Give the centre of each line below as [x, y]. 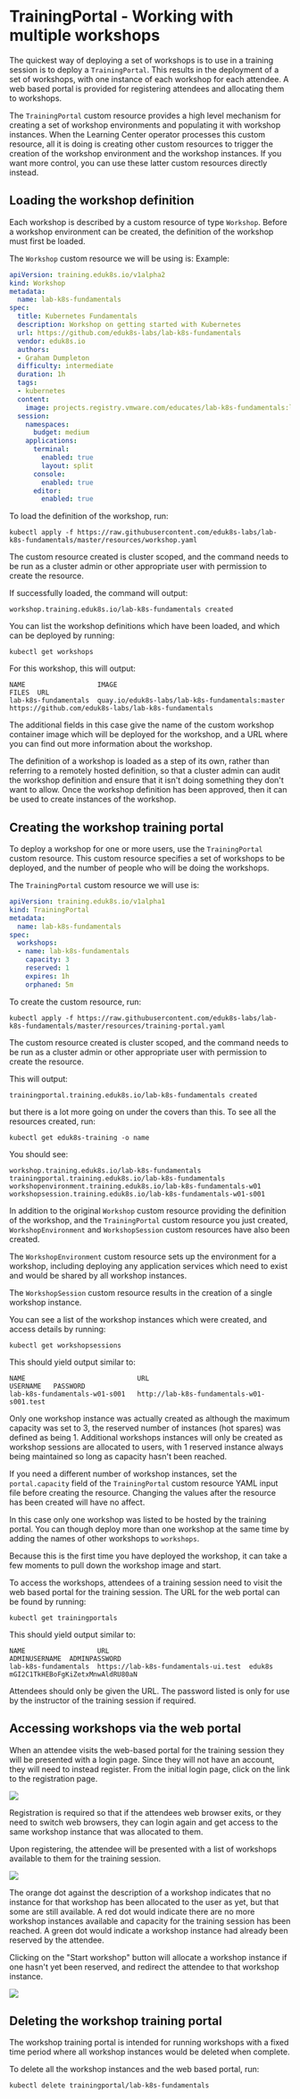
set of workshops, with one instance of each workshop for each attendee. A [149, 79]
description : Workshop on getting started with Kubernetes [129, 324]
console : [49, 474]
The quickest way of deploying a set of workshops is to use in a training [142, 60]
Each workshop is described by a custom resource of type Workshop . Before [148, 222]
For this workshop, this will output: [73, 668]
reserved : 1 [47, 968]
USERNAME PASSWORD [48, 1386]
